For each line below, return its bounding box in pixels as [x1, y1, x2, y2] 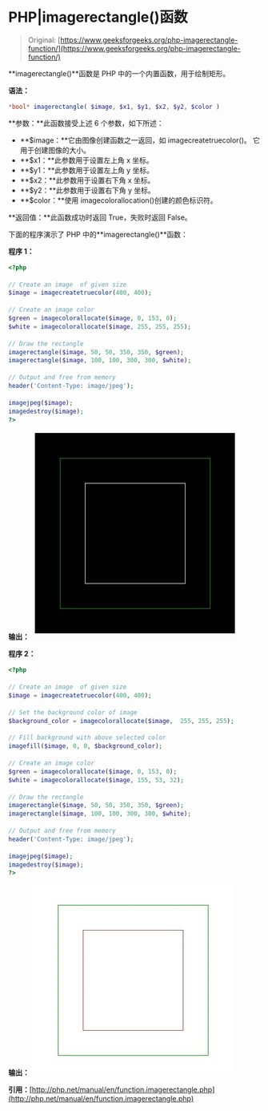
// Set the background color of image [8, 708, 138, 717]
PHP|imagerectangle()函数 [8, 8, 188, 26]
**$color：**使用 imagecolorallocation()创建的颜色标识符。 [19, 195, 218, 205]
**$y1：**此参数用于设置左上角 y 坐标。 [19, 165, 154, 175]
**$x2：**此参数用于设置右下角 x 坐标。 [19, 175, 155, 185]
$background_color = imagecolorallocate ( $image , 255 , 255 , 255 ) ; [8, 717, 234, 725]
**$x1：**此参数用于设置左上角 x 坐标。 [19, 155, 154, 165]
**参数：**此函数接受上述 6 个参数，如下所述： [8, 118, 164, 127]
